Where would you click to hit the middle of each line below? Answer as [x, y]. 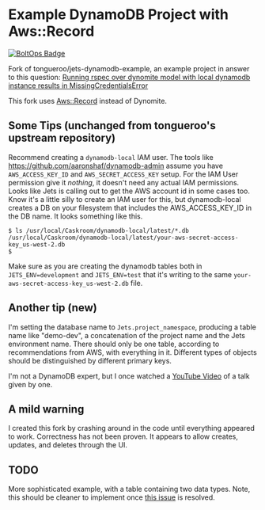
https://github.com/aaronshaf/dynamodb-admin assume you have [116, 166]
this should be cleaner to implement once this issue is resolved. [112, 497]
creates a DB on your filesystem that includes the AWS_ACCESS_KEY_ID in [130, 207]
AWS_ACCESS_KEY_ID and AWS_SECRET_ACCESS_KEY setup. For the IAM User [123, 174]
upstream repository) [62, 138]
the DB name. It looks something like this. [76, 216]
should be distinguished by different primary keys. [90, 360]
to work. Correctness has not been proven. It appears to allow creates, [123, 436]
